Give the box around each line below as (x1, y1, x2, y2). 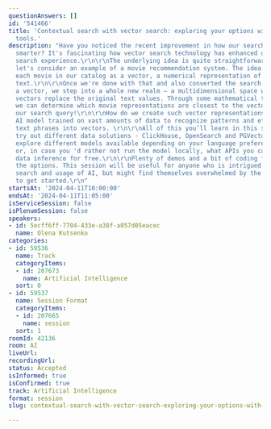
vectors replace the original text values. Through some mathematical (15, 94, 258, 102)
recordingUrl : (8, 356, 56, 365)
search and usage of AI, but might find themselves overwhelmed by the (15, 169, 262, 177)
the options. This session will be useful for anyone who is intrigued (15, 162, 262, 170)
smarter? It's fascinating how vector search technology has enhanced (15, 49, 258, 57)
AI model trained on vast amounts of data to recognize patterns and (15, 117, 254, 125)
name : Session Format (15, 297, 89, 305)
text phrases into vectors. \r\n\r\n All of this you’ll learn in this (15, 124, 258, 132)
